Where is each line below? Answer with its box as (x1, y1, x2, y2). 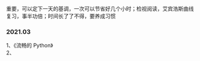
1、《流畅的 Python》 (6, 42, 54, 49)
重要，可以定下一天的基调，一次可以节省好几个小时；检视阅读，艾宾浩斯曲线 (6, 5, 194, 12)
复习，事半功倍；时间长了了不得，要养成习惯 (6, 12, 116, 20)
